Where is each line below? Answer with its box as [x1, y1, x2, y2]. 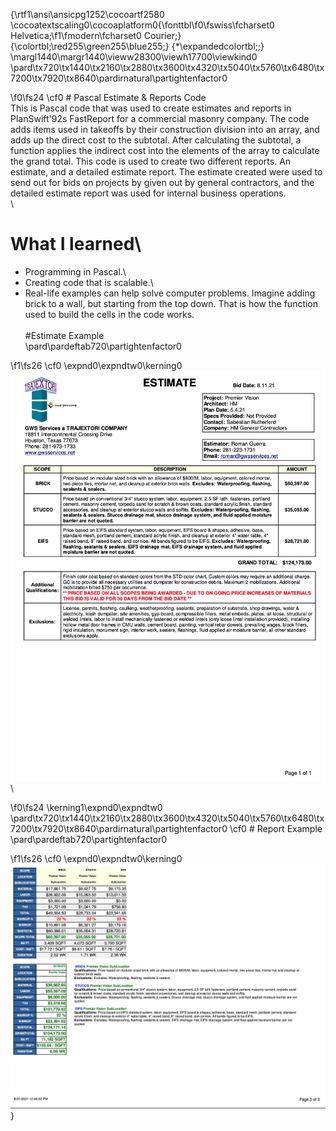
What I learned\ [10, 233, 142, 256]
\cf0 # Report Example [229, 822, 323, 834]
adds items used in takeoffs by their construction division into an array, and [10, 124, 320, 135]
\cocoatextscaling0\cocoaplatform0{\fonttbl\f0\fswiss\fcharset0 [10, 19, 275, 31]
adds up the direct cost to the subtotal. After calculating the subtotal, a [10, 134, 302, 146]
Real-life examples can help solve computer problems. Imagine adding [24, 287, 316, 299]
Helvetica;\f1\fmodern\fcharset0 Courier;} [10, 30, 182, 41]
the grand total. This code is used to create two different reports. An [10, 155, 292, 167]
